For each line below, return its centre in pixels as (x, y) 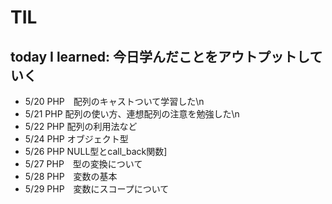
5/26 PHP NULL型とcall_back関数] (96, 151)
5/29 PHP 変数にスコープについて (97, 189)
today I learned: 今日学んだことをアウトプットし (160, 56)
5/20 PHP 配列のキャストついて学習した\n (114, 101)
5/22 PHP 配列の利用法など (81, 126)
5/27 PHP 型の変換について (83, 164)
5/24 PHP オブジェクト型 (76, 139)
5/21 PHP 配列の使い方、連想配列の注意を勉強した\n (132, 114)
